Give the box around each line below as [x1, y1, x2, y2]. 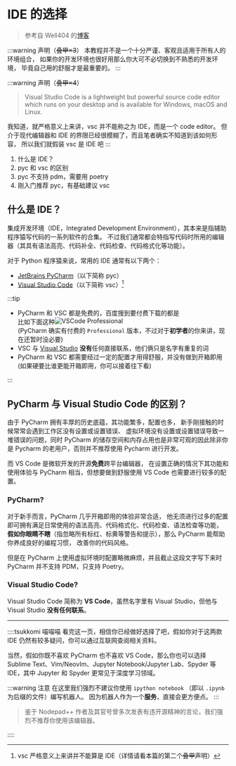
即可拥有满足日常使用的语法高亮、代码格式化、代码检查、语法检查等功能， [7, 520, 223, 529]
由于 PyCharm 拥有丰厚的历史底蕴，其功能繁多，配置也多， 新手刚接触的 [7, 418, 218, 427]
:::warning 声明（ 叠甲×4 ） [7, 78, 83, 87]
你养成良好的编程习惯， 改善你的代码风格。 [7, 538, 132, 546]
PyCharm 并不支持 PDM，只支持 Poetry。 [7, 562, 128, 570]
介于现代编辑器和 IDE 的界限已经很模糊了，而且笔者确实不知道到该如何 [7, 131, 212, 139]
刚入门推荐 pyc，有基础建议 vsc [17, 181, 110, 189]
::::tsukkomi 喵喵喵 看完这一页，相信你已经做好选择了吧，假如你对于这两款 [7, 627, 223, 636]
